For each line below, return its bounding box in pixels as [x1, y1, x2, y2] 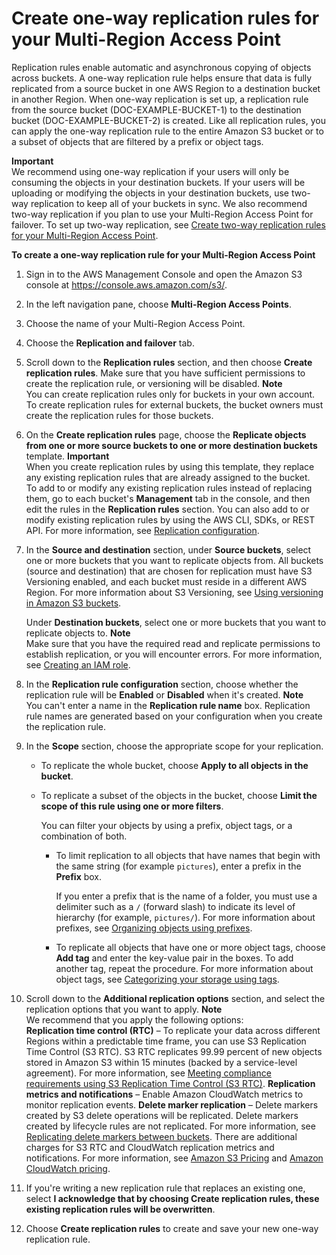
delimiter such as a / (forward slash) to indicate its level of [55, 900, 296, 912]
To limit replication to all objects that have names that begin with [55, 849, 321, 861]
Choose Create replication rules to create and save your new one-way [25, 1222, 319, 1234]
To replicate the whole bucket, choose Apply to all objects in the [40, 759, 309, 771]
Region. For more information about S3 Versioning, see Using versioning [25, 586, 324, 598]
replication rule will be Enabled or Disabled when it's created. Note [25, 688, 304, 701]
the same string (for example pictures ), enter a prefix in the [55, 860, 302, 872]
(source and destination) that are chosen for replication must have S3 [25, 565, 313, 577]
